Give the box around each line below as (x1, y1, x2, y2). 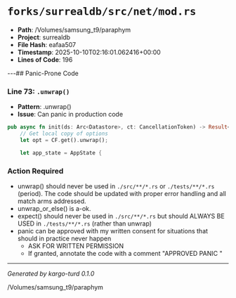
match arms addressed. (17, 197, 86, 205)
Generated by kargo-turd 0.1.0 (7, 269, 95, 278)
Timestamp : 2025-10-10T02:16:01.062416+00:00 (17, 48, 162, 56)
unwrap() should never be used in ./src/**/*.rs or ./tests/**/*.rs (17, 182, 215, 190)
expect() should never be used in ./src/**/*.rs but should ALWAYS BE (17, 212, 225, 221)
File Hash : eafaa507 (17, 40, 77, 48)
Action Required (7, 166, 64, 176)
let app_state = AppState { (20, 149, 102, 156)
